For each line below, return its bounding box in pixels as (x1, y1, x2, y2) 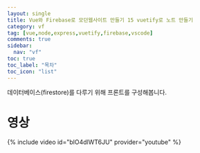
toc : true (7, 55, 36, 62)
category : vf (7, 23, 45, 30)
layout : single (7, 10, 51, 17)
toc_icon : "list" (7, 68, 57, 75)
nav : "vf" (13, 49, 42, 56)
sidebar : (7, 42, 33, 49)
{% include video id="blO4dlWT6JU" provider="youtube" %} (7, 138, 181, 146)
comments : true (7, 36, 51, 43)
